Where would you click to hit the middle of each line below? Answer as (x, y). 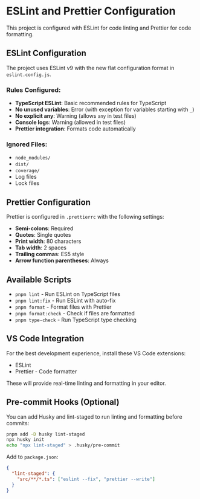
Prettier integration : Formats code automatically (75, 129)
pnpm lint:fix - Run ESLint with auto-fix (65, 300)
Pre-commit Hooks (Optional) (63, 402)
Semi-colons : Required (44, 228)
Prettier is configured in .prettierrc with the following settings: (85, 217)
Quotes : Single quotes (43, 235)
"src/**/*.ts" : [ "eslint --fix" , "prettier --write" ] (86, 479)
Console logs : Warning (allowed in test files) (70, 123)
